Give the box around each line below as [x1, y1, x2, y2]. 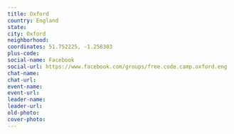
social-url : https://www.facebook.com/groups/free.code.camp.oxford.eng [7, 63, 228, 70]
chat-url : [7, 76, 37, 84]
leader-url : [7, 103, 43, 110]
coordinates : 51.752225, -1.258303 [7, 43, 113, 50]
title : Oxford [7, 10, 50, 18]
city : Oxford [7, 30, 46, 38]
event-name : [7, 83, 43, 90]
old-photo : [7, 109, 40, 116]
